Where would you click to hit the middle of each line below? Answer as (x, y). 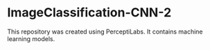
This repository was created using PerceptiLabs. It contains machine (105, 32)
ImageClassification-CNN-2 (89, 13)
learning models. (31, 38)
